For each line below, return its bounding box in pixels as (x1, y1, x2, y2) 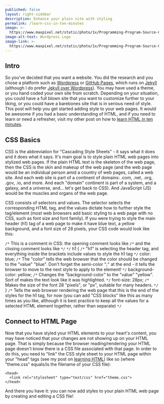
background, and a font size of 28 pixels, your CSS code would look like (5, 226, 150, 232)
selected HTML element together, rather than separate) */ (5, 303, 122, 309)
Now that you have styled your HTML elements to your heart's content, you (5, 330, 157, 336)
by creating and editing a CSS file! (5, 393, 74, 399)
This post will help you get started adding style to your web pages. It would (5, 106, 156, 112)
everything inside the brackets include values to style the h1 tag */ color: (5, 251, 151, 257)
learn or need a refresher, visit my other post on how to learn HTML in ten (5, 116, 153, 122)
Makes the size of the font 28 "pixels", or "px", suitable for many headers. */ (5, 282, 159, 288)
